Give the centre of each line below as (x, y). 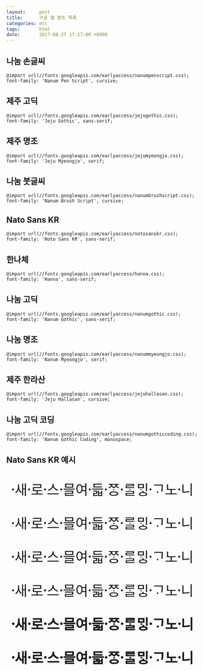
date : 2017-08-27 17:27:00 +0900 (57, 35)
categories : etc (27, 23)
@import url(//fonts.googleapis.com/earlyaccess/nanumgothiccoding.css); (102, 434)
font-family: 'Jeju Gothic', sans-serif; (60, 121)
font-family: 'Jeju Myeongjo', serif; (55, 161)
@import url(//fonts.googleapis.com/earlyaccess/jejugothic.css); (92, 116)
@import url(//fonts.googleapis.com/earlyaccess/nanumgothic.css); (94, 314)
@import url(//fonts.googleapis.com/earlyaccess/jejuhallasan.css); (95, 394)
